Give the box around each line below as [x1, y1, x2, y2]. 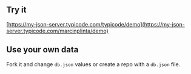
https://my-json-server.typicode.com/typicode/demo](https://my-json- [8, 20, 185, 28]
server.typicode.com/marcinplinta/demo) [6, 27, 109, 34]
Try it [6, 5, 27, 15]
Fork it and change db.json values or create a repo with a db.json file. [6, 60, 181, 68]
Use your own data [6, 45, 79, 55]
